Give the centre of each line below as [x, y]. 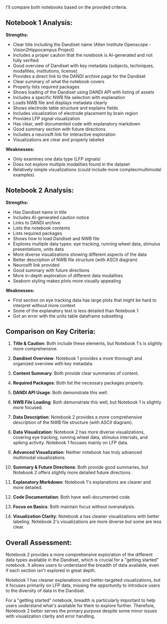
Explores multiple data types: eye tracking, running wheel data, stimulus [86, 244]
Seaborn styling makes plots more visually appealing [67, 281]
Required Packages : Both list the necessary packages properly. [78, 383]
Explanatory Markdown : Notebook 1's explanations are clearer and [82, 482]
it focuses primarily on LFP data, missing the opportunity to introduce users [83, 585]
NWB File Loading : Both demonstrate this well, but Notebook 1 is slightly [87, 402]
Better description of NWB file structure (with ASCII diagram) [75, 260]
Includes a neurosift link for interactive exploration [64, 134]
